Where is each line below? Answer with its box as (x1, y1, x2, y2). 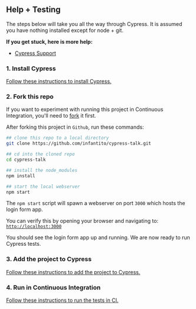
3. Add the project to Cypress (6, 255, 92, 264)
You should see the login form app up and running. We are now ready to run (6, 234, 190, 241)
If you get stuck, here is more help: (6, 38, 93, 45)
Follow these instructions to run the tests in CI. (6, 297, 119, 304)
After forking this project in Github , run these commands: (6, 123, 144, 131)
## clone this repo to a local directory (6, 135, 109, 141)
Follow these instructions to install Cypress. (6, 78, 112, 85)
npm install (6, 173, 35, 179)
